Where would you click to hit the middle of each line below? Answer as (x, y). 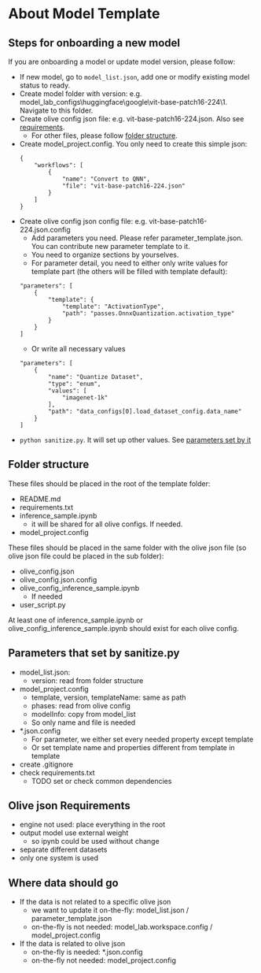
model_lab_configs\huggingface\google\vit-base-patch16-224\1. (123, 102)
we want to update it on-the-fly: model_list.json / (110, 910)
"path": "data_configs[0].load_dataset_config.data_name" (145, 411)
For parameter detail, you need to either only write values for (129, 263)
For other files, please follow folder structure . (105, 136)
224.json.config (45, 230)
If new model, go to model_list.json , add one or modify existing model (134, 77)
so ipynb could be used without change (95, 841)
